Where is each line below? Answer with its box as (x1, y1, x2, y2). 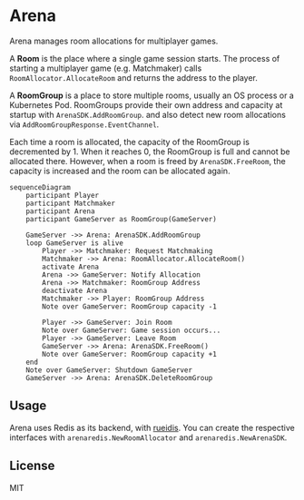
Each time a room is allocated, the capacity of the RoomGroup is (9, 136, 250, 147)
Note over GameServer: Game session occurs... (42, 326, 221, 335)
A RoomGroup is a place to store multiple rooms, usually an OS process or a (9, 90, 295, 101)
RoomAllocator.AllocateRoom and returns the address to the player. (9, 72, 259, 83)
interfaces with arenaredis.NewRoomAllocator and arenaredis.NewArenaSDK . (9, 432, 288, 443)
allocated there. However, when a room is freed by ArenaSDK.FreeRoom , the (9, 155, 286, 166)
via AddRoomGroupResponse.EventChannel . (9, 119, 160, 130)
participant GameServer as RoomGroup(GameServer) (25, 214, 218, 223)
